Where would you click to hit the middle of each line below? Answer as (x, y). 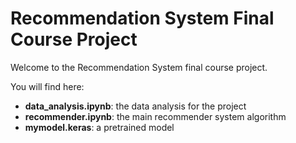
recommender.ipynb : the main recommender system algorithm (155, 116)
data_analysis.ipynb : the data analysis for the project (135, 106)
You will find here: (47, 86)
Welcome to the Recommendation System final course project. (139, 67)
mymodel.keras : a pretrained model (99, 127)
